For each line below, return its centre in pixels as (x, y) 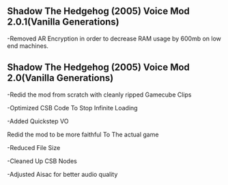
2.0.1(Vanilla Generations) (63, 22)
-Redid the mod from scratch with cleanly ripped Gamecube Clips (99, 95)
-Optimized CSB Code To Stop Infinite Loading (72, 108)
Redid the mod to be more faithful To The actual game (83, 134)
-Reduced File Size (34, 147)
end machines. (28, 46)
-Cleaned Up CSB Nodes (42, 161)
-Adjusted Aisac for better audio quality (62, 174)
